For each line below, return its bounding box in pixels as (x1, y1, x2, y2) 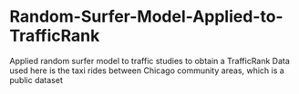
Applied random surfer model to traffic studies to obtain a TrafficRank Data (9, 55, 290, 66)
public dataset (9, 74, 64, 85)
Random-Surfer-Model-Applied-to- (9, 6, 284, 27)
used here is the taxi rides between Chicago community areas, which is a (9, 65, 284, 76)
